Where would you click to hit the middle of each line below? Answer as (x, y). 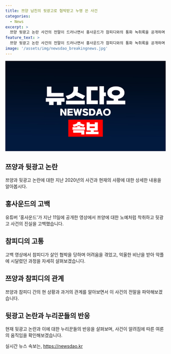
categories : (18, 16)
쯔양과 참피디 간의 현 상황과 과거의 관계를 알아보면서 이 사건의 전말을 (73, 292)
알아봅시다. (16, 187)
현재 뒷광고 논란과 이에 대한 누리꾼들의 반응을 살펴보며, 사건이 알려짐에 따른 (80, 329)
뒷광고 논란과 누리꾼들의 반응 (48, 315)
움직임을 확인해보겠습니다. (36, 335)
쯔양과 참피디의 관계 (35, 279)
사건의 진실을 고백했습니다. (37, 223)
